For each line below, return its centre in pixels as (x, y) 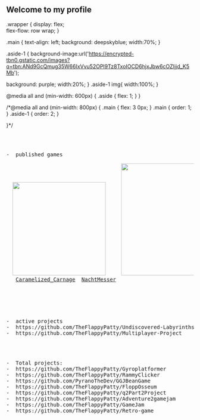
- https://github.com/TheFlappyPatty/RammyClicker (83, 375)
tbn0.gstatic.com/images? (38, 60)
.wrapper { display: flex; (35, 24)
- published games (35, 154)
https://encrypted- (111, 54)
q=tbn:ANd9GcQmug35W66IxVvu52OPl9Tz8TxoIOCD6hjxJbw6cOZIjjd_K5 (98, 66)
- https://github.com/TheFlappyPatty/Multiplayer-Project (94, 333)
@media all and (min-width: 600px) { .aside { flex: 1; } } (74, 95)
